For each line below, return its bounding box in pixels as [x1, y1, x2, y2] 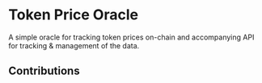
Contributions [8, 64, 80, 78]
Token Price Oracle [8, 6, 139, 24]
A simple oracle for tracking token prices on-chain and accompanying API [8, 32, 255, 42]
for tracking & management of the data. [8, 40, 140, 50]
